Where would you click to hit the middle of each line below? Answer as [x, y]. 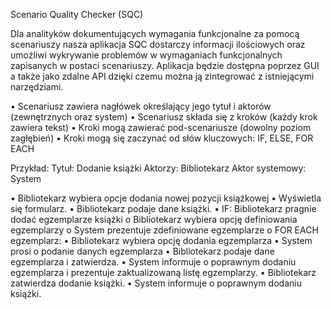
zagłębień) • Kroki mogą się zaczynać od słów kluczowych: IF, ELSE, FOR [162, 138]
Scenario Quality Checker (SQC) [77, 14]
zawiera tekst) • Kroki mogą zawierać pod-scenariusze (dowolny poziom [161, 127]
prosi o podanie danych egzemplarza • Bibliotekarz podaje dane [142, 251]
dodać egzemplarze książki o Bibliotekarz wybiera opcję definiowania [154, 219]
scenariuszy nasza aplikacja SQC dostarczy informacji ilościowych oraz [158, 44]
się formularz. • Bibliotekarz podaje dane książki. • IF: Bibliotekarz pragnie [163, 208]
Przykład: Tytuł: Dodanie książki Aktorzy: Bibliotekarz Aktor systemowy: [158, 168]
